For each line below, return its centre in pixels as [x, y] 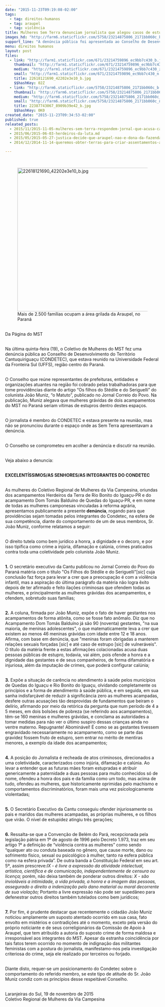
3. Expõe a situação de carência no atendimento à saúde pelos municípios [80, 680]
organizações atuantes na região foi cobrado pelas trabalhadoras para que [81, 384]
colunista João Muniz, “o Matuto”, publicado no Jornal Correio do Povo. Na [81, 395]
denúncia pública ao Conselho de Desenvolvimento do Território [70, 354]
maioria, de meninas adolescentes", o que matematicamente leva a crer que [82, 628]
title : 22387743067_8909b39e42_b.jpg [53, 106]
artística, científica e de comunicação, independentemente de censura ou [80, 871]
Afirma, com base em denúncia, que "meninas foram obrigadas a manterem [82, 639]
